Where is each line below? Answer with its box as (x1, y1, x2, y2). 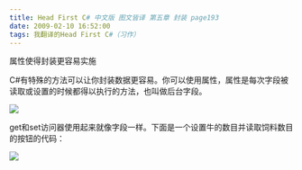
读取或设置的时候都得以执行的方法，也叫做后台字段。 (9, 86, 207, 97)
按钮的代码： (16, 133, 65, 144)
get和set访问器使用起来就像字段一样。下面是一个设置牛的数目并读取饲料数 (9, 122, 286, 133)
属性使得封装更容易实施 (9, 56, 96, 67)
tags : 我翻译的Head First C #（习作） (9, 30, 141, 39)
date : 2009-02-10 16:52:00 (9, 22, 111, 31)
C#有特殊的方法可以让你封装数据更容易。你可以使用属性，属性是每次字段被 (9, 75, 289, 85)
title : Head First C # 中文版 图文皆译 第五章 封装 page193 (9, 13, 219, 22)
